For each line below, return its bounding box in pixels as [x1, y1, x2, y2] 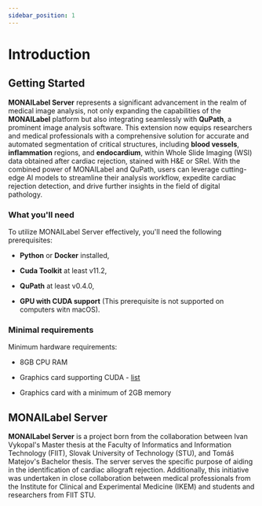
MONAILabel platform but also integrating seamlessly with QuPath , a [8, 114, 232, 124]
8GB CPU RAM [19, 357, 68, 367]
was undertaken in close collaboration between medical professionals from [8, 474, 251, 483]
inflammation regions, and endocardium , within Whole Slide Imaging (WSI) [8, 147, 253, 157]
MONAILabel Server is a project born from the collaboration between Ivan [8, 432, 249, 441]
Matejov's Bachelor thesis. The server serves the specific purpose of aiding [8, 457, 253, 467]
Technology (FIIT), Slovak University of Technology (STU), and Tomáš [8, 449, 235, 458]
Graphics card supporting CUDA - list [19, 373, 140, 382]
